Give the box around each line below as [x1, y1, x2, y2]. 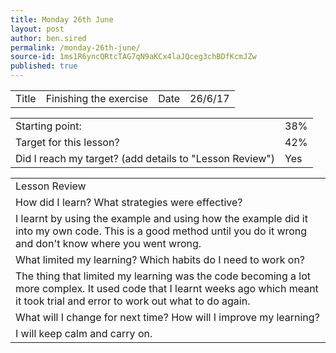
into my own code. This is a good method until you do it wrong [15, 224, 308, 238]
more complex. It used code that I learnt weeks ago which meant [15, 282, 319, 295]
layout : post [10, 24, 65, 34]
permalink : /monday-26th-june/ [10, 42, 141, 53]
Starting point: [15, 119, 82, 133]
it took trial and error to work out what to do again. [15, 294, 251, 308]
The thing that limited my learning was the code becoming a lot [15, 269, 312, 283]
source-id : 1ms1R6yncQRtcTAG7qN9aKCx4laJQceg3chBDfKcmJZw [10, 52, 257, 62]
